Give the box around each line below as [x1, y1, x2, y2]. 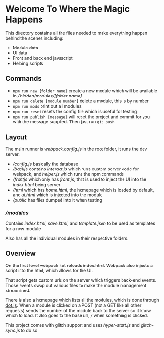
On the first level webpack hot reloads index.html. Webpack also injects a [5, 262, 153, 268]
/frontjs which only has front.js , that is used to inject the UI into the [12, 176, 147, 182]
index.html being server [12, 181, 61, 187]
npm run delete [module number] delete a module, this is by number [12, 98, 149, 104]
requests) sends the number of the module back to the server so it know [5, 307, 151, 313]
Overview [5, 249, 36, 258]
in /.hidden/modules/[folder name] [12, 93, 82, 98]
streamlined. [5, 288, 31, 293]
